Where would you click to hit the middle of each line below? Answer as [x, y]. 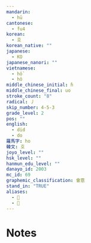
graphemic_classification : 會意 [45, 181]
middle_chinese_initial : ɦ [40, 85]
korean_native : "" [29, 46]
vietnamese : [21, 68]
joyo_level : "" [25, 152]
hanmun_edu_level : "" [33, 164]
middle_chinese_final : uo [38, 91]
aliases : [17, 192]
